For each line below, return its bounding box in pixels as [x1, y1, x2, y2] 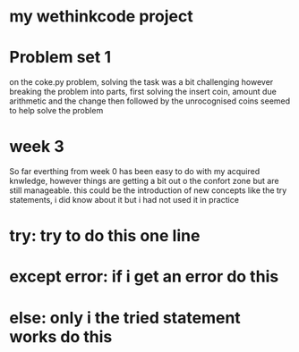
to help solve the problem [9, 105, 104, 116]
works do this [9, 326, 113, 347]
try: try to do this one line [9, 226, 201, 247]
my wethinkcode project [9, 6, 194, 27]
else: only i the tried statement [9, 307, 242, 328]
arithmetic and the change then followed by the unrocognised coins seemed [9, 96, 291, 106]
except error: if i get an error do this [9, 266, 279, 287]
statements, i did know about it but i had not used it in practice [9, 195, 240, 205]
